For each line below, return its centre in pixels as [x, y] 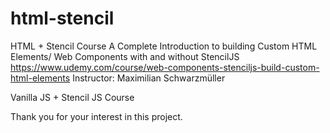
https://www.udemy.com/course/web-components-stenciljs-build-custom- [165, 67]
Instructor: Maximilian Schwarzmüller [149, 78]
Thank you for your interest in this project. [96, 116]
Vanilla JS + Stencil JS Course [72, 97]
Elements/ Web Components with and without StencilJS [125, 56]
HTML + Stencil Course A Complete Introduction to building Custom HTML [164, 46]
